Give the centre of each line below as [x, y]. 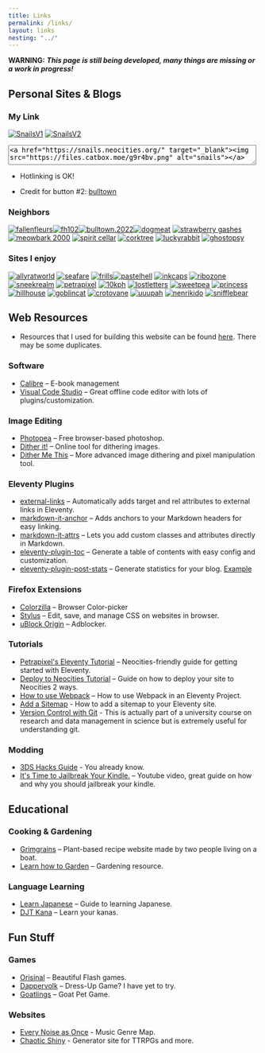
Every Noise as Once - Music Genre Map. [88, 1032]
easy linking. [40, 526]
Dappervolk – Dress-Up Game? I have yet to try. [98, 985]
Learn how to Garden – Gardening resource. [92, 866]
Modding [26, 750]
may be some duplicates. [61, 345]
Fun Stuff [32, 937]
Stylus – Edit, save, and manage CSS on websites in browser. [119, 615]
